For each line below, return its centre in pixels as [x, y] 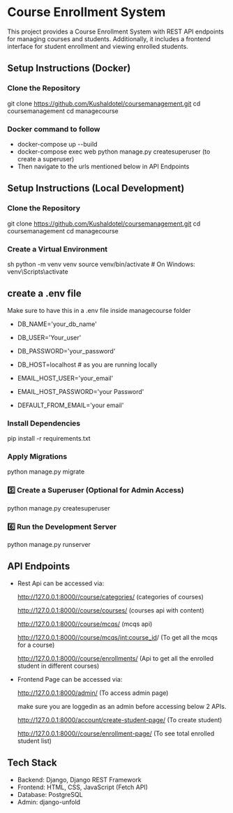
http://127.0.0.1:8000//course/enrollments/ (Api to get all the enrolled [115, 658]
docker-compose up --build [57, 144]
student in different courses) [58, 666]
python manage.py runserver [49, 544]
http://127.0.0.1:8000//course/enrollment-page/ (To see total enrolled [116, 733]
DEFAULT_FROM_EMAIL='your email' [70, 405]
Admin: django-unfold [49, 802]
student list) [35, 740]
